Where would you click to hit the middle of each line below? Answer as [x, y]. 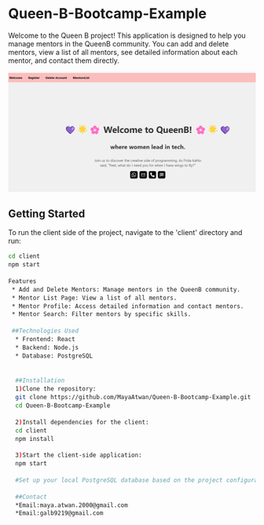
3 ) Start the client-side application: [79, 455]
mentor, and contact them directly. [64, 61]
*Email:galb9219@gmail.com [59, 513]
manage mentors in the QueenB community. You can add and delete [119, 43]
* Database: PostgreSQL [54, 356]
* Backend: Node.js [47, 347]
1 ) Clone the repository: [56, 389]
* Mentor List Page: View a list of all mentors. [94, 298]
